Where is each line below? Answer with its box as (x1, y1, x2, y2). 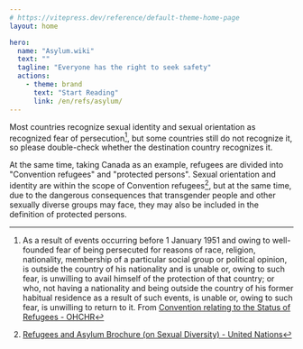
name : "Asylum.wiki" (17, 46, 95, 55)
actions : (17, 71, 50, 81)
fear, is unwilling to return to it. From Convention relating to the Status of (22, 301, 291, 312)
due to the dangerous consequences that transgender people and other (9, 189, 277, 200)
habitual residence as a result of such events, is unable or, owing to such (22, 292, 293, 303)
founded (22, 244, 54, 255)
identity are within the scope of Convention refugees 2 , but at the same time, (9, 179, 292, 190)
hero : (9, 38, 30, 47)
